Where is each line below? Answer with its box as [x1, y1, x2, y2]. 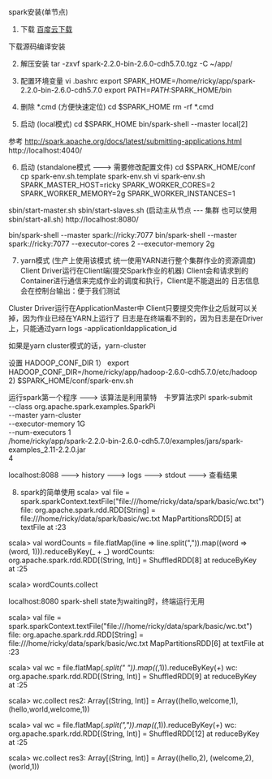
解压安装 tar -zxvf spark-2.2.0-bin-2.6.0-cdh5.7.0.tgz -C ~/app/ [19, 59, 233, 68]
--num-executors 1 [8, 428, 71, 437]
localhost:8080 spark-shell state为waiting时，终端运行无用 [8, 596, 205, 606]
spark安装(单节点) [8, 7, 69, 16]
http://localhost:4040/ [8, 145, 83, 155]
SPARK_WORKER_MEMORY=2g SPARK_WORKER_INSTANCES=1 [19, 189, 235, 198]
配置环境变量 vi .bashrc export [19, 76, 122, 85]
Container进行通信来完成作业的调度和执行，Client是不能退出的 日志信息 [19, 276, 260, 286]
